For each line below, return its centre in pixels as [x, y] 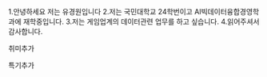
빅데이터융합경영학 [230, 12]
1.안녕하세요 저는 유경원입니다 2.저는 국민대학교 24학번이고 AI [105, 12]
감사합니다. [26, 31]
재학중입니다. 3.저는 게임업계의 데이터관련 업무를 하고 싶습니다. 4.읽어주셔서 [141, 21]
